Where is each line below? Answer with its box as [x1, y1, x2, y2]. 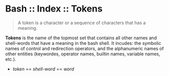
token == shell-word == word [12, 66, 75, 72]
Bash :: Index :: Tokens [5, 3, 103, 15]
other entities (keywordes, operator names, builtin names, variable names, [5, 51, 160, 57]
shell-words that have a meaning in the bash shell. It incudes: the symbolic [5, 40, 161, 46]
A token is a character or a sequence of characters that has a [17, 20, 146, 26]
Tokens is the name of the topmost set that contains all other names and [5, 35, 157, 41]
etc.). [5, 56, 16, 62]
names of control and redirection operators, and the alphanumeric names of [5, 45, 164, 51]
